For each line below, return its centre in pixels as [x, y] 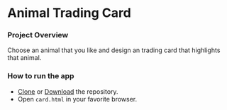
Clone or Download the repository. [68, 91]
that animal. [24, 58]
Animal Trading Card [69, 13]
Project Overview [38, 35]
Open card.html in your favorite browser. [77, 99]
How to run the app [41, 76]
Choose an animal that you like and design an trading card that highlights [114, 50]
